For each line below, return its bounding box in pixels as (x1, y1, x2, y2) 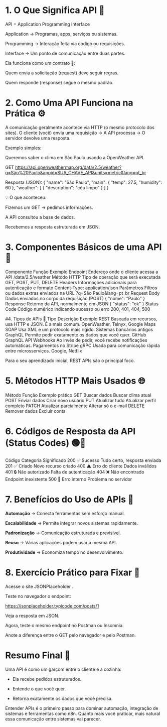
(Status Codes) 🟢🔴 (5, 437, 86, 448)
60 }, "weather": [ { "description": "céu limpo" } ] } (5, 184, 109, 190)
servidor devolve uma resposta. (5, 135, 71, 141)
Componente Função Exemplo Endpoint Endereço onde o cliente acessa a (5, 269, 158, 275)
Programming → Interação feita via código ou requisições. (5, 40, 125, 47)
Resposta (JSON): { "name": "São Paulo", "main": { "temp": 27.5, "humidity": (5, 179, 162, 185)
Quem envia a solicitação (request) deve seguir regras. (5, 70, 119, 76)
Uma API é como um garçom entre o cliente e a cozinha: (5, 666, 122, 672)
